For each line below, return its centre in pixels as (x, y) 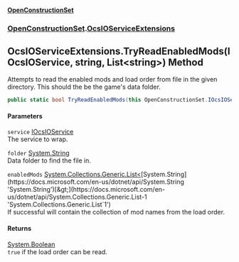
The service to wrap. (38, 139)
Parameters (25, 116)
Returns (20, 228)
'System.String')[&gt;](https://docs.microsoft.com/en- (86, 190)
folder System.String (38, 153)
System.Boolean (31, 244)
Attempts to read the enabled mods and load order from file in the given (112, 80)
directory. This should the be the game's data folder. (84, 87)
